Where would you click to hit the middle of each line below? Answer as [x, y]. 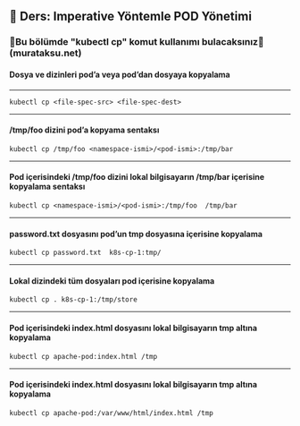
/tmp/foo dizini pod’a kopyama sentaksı [84, 130]
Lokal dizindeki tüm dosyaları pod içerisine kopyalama [112, 281]
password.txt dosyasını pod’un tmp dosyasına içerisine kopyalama [136, 234]
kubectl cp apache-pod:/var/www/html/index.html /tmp [112, 413]
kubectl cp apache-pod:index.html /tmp [83, 356]
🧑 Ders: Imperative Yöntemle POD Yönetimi [131, 17]
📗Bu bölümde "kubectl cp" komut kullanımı [104, 42]
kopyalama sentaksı [47, 187]
